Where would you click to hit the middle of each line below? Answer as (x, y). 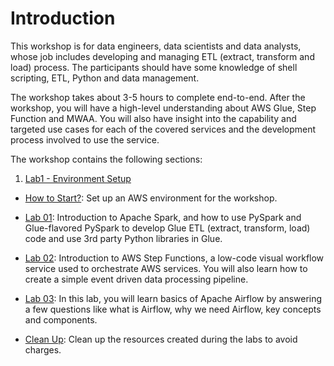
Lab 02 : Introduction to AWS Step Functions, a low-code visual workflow (174, 258)
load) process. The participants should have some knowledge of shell (154, 67)
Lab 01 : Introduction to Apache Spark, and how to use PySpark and (163, 217)
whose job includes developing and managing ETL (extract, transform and (162, 56)
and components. (61, 319)
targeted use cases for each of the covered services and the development (163, 129)
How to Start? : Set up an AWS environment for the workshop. (151, 198)
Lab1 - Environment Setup (78, 178)
